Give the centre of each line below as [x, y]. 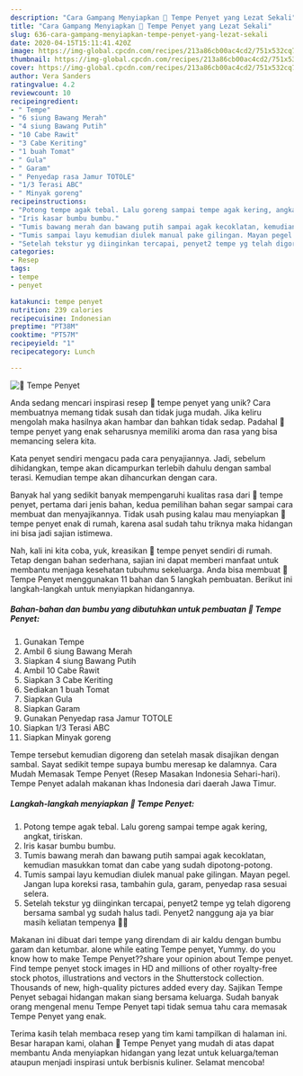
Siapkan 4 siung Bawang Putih [80, 660]
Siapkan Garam [52, 708]
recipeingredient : [45, 101]
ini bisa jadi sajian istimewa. [62, 533]
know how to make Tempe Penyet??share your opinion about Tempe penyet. [152, 958]
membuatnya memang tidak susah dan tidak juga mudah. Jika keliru [136, 412]
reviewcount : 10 [40, 93]
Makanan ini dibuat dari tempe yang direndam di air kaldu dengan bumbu [146, 939]
